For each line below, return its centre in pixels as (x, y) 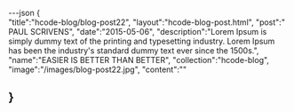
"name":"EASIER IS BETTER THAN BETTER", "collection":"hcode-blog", (139, 60)
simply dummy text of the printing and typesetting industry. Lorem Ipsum (142, 41)
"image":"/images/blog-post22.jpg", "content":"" (98, 69)
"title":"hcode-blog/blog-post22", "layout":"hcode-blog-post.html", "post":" (147, 22)
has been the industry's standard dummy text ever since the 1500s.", (134, 51)
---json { (24, 13)
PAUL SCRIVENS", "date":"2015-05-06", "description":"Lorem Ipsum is (138, 32)
